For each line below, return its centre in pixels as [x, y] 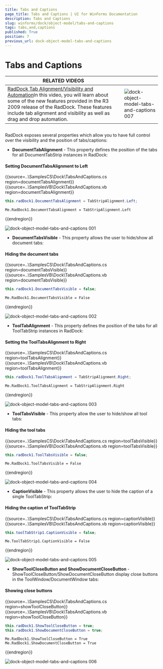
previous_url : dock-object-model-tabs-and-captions [58, 41]
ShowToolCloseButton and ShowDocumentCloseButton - [71, 569]
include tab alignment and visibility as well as [59, 113]
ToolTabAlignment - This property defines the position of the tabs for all [85, 326]
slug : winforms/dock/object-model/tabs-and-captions [59, 23]
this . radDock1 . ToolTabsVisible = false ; [47, 455]
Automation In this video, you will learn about [58, 95]
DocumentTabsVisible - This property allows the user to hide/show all [83, 238]
